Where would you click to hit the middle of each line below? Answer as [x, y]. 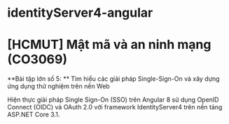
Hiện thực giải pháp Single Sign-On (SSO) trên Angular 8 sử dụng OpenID [113, 100]
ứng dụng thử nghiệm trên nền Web [58, 86]
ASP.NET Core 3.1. [34, 115]
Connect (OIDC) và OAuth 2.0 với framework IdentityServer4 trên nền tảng [115, 107]
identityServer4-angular [80, 13]
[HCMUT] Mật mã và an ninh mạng [109, 45]
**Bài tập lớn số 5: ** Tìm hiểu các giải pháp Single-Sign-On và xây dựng [113, 79]
